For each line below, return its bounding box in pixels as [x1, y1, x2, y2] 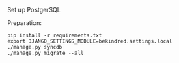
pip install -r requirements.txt [7, 32, 102, 39]
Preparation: [7, 19, 42, 26]
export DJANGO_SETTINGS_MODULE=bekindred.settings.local [7, 38, 173, 45]
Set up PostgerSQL [7, 6, 61, 14]
